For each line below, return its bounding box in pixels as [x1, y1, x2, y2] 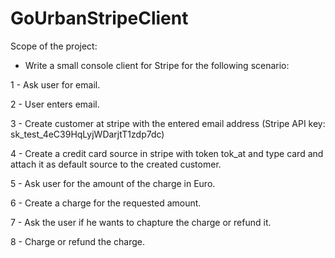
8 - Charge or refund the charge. [10, 235, 146, 247]
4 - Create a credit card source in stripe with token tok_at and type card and [10, 147, 324, 159]
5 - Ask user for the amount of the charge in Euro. [10, 177, 216, 189]
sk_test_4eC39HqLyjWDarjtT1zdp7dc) [10, 128, 165, 140]
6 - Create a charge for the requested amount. [10, 197, 202, 209]
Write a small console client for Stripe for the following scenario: [24, 59, 290, 71]
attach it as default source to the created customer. [10, 158, 222, 170]
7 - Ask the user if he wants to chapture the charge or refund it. [10, 216, 272, 228]
